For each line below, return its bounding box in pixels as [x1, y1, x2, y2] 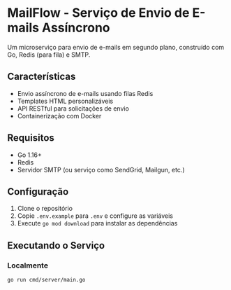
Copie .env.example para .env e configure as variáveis [17, 212, 173, 220]
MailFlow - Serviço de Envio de [7, 5, 190, 21]
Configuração [7, 186, 69, 198]
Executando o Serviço [7, 240, 105, 251]
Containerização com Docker [17, 111, 102, 120]
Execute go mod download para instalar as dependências [17, 219, 178, 228]
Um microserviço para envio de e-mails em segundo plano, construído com [7, 43, 225, 51]
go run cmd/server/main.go [7, 277, 86, 284]
